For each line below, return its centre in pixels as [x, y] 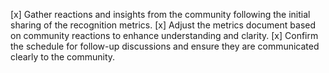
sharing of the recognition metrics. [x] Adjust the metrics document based [163, 25]
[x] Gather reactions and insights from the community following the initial [160, 14]
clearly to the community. [63, 57]
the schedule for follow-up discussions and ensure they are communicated [165, 46]
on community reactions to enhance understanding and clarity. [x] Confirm [164, 35]
